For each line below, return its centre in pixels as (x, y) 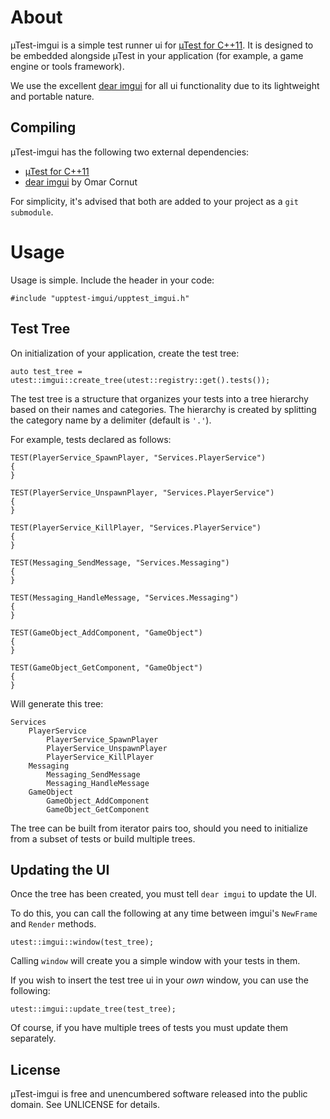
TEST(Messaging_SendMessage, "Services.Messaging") (120, 562)
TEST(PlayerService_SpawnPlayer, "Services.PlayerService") (138, 457)
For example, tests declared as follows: (91, 439)
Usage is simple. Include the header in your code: (112, 280)
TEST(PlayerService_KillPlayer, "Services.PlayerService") (136, 527)
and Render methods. (53, 924)
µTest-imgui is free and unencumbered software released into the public (159, 1094)
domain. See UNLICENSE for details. (85, 1105)
